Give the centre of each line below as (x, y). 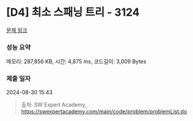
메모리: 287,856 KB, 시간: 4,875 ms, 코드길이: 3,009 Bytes (76, 61)
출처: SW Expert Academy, (54, 104)
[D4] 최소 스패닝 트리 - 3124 (73, 12)
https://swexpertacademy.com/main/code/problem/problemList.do (104, 111)
